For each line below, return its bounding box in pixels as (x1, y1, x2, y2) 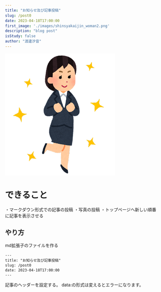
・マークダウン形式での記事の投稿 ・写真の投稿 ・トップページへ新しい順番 (5, 206, 157, 212)
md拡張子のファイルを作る (5, 242, 58, 248)
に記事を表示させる (5, 213, 44, 219)
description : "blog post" (5, 28, 57, 34)
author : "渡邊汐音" (5, 39, 42, 44)
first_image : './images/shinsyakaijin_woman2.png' (5, 23, 110, 28)
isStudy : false (5, 34, 36, 39)
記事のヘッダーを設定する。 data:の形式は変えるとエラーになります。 (5, 282, 144, 288)
